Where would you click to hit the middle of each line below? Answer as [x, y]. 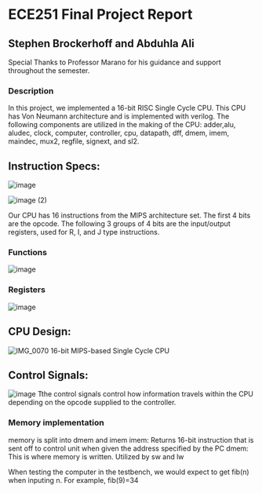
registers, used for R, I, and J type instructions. [84, 232]
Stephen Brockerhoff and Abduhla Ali [101, 44]
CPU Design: [40, 332]
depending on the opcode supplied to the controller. [92, 403]
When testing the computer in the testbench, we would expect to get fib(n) [129, 472]
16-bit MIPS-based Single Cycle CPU [110, 350]
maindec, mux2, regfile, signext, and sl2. [74, 141]
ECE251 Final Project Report [100, 15]
